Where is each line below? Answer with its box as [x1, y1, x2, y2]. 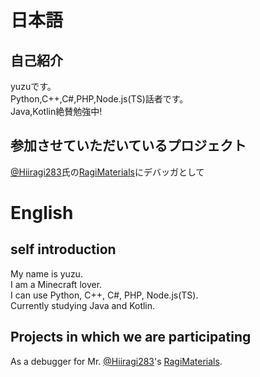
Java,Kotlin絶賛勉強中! [10, 106, 103, 117]
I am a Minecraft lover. [10, 278, 103, 290]
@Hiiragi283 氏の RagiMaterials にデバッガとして [10, 166, 205, 178]
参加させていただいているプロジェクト [10, 137, 247, 155]
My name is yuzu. [10, 267, 83, 280]
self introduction [10, 241, 117, 258]
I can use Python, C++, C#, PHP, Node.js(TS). [10, 289, 199, 301]
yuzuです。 [10, 81, 57, 92]
